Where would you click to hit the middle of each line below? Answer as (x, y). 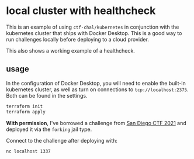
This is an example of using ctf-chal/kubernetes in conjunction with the (93, 27)
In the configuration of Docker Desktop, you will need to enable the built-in (96, 83)
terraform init (25, 106)
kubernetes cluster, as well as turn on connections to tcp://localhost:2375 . (97, 89)
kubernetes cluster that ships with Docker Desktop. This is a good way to (94, 33)
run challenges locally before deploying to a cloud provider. (77, 39)
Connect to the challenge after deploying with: (62, 140)
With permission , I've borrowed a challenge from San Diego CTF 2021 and (96, 123)
